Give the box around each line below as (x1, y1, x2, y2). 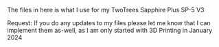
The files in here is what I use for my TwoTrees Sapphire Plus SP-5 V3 (7, 6, 205, 14)
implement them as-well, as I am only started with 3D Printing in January (7, 27, 213, 34)
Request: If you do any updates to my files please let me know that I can (7, 19, 211, 27)
